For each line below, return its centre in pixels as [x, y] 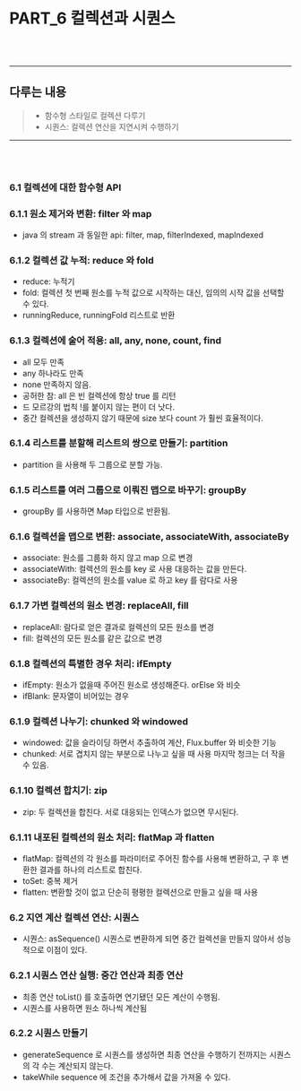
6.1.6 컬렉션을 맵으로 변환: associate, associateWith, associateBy [149, 537]
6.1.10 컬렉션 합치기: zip [58, 791]
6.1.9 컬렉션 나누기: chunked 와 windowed [99, 721]
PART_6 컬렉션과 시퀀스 [93, 18]
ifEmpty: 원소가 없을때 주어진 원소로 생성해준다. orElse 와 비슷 [131, 685]
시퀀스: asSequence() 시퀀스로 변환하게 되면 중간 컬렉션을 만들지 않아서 [148, 939]
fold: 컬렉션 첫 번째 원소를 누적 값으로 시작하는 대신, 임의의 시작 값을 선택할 [153, 293]
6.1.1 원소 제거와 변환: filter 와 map [81, 213]
